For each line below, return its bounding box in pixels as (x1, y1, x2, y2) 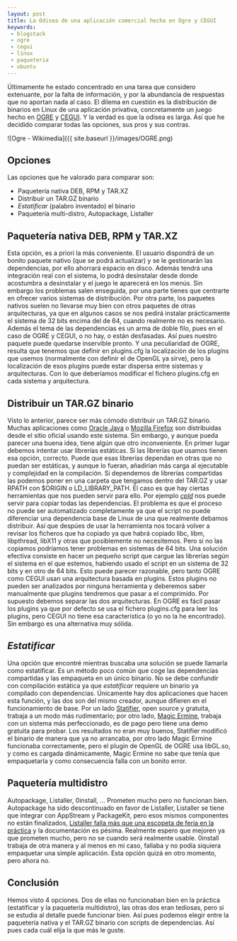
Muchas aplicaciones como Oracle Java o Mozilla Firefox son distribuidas (7, 424, 221, 432)
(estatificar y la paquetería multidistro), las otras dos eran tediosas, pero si (7, 903, 224, 911)
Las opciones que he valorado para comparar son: (7, 173, 154, 181)
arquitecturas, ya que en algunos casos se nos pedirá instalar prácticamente (7, 309, 231, 317)
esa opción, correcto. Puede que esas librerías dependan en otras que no (7, 454, 222, 463)
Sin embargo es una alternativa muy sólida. (7, 619, 134, 628)
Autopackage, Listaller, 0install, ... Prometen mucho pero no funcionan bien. (7, 796, 229, 804)
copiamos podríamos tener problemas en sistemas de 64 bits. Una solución (7, 544, 228, 553)
